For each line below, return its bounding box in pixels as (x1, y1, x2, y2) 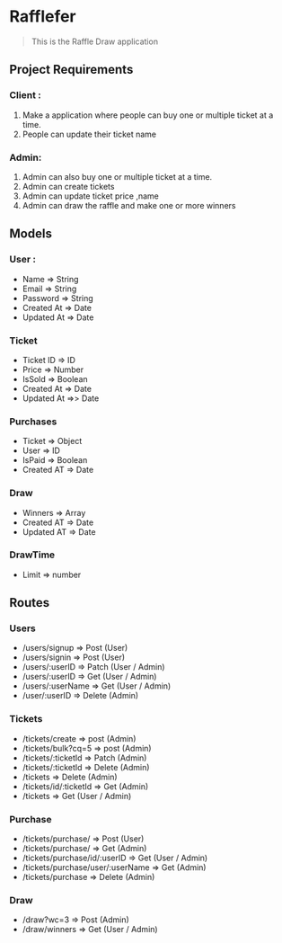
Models (9, 227, 52, 242)
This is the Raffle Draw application (31, 36, 159, 47)
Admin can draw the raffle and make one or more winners (22, 200, 236, 210)
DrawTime (9, 548, 56, 561)
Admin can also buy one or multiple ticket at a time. (22, 171, 213, 182)
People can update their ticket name (22, 129, 157, 139)
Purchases (9, 415, 57, 428)
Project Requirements (9, 62, 134, 77)
